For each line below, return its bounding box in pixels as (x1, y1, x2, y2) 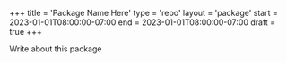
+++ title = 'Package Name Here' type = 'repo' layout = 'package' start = (9, 8, 278, 18)
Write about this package (9, 43, 102, 54)
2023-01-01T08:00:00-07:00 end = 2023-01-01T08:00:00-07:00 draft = (9, 17, 276, 28)
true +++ (9, 27, 43, 36)
